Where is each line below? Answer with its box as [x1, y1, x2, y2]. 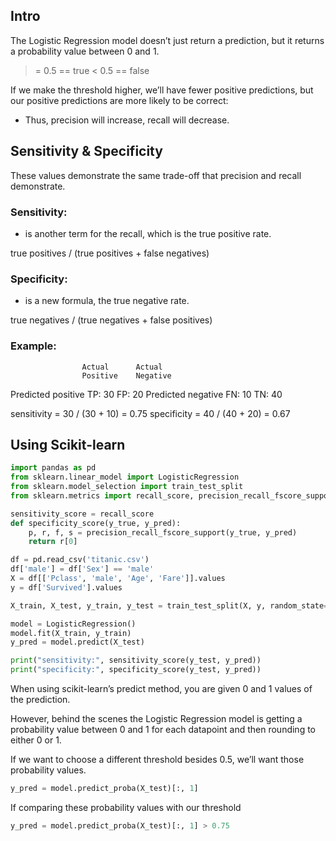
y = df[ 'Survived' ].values [10, 582, 123, 593]
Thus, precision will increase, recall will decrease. [24, 114, 230, 126]
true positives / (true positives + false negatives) [10, 247, 210, 259]
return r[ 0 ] [28, 537, 78, 547]
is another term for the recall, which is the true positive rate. [24, 227, 272, 239]
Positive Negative [81, 370, 172, 381]
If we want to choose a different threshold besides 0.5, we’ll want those [10, 754, 305, 766]
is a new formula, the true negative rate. [24, 295, 190, 307]
